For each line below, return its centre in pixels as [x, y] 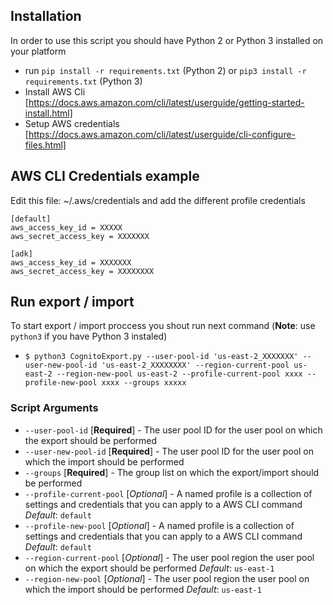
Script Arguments [54, 408]
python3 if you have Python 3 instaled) [89, 336]
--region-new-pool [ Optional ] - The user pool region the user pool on [167, 578]
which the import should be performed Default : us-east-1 [143, 589]
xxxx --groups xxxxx [144, 383]
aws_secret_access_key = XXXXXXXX [82, 271]
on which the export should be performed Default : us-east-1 [149, 568]
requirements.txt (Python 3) [83, 81]
